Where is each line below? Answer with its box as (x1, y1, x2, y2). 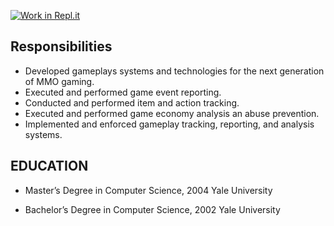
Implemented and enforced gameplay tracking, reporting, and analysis (24, 118, 315, 130)
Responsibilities (10, 38, 113, 55)
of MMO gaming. (24, 75, 95, 87)
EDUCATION (10, 158, 89, 175)
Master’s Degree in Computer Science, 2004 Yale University (24, 184, 273, 196)
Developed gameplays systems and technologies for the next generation (24, 65, 325, 77)
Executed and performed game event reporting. (24, 86, 222, 98)
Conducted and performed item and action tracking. (24, 96, 240, 109)
